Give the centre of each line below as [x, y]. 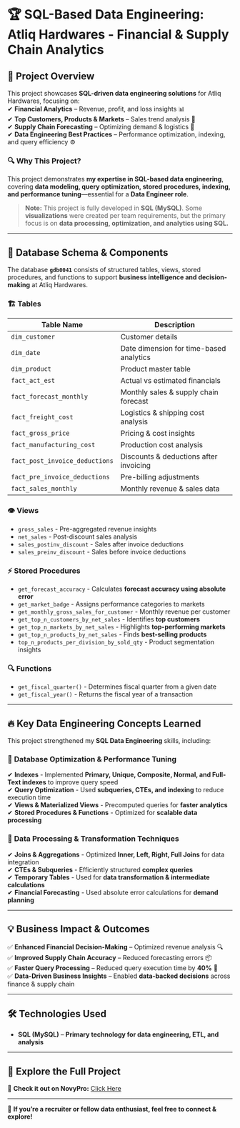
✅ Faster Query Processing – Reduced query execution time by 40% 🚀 [112, 968]
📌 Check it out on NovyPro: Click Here [64, 1089]
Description [175, 325]
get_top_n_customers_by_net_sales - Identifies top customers [109, 619]
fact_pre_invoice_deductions [60, 477]
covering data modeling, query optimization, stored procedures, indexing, [119, 186]
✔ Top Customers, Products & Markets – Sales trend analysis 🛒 [101, 119]
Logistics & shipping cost [162, 413]
